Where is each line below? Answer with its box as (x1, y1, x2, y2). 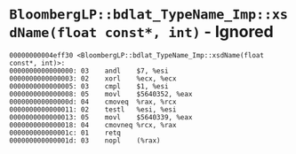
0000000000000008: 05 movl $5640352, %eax (9, 89, 193, 98)
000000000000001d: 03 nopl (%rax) (9, 135, 162, 145)
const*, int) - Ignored (104, 22, 274, 42)
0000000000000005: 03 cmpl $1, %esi (9, 81, 169, 90)
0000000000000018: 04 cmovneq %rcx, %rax (9, 120, 177, 129)
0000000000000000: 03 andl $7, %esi (9, 66, 169, 75)
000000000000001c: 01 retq (9, 128, 122, 137)
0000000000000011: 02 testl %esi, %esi (9, 104, 177, 114)
